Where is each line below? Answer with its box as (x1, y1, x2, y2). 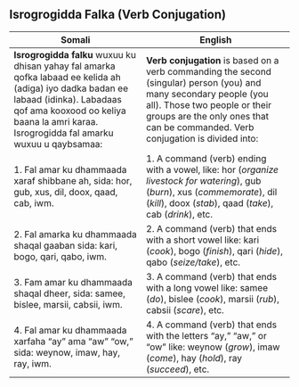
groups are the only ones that (146, 110, 270, 122)
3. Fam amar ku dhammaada (13, 276, 133, 288)
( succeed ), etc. (146, 363, 210, 375)
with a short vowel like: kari (146, 234, 260, 246)
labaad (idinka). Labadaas (13, 93, 122, 105)
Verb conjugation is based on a (146, 54, 279, 66)
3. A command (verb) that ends (146, 270, 278, 283)
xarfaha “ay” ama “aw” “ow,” (13, 334, 133, 347)
